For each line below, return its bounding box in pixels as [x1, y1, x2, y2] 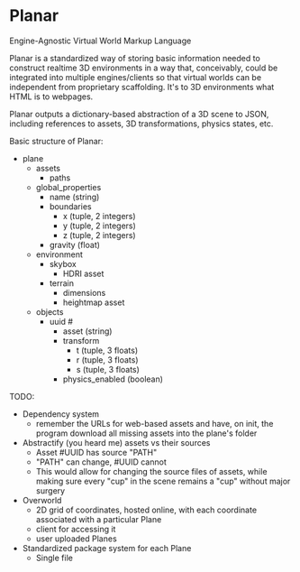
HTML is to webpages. [9, 91, 94, 102]
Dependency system [22, 408, 100, 420]
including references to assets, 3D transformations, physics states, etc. [9, 118, 274, 129]
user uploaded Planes [35, 533, 117, 544]
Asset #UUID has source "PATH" [35, 447, 158, 457]
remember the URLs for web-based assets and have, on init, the [35, 418, 274, 429]
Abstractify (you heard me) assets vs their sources [22, 437, 211, 447]
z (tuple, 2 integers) [62, 229, 137, 240]
